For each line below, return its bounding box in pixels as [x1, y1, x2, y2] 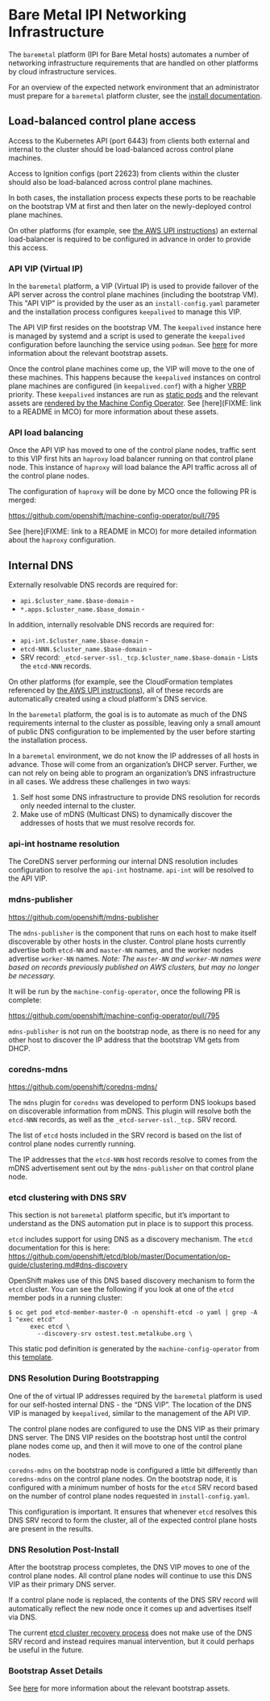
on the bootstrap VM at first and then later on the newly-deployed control [8, 201, 251, 211]
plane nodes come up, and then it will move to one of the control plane [8, 1441, 243, 1451]
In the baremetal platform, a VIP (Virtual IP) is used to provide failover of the [8, 281, 260, 291]
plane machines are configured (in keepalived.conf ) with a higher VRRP [8, 381, 247, 391]
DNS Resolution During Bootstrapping [8, 1372, 160, 1384]
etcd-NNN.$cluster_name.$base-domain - [19, 644, 152, 654]
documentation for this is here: [8, 1243, 110, 1253]
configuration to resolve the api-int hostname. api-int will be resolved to [8, 865, 254, 875]
